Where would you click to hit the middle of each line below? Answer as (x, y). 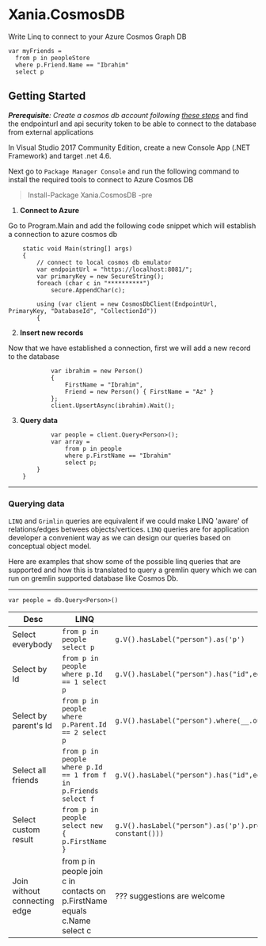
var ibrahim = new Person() (97, 371)
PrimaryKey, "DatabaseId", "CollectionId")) (83, 311)
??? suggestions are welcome (170, 896)
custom (26, 830)
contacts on (84, 891)
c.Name (76, 921)
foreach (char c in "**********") (93, 283)
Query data (38, 420)
